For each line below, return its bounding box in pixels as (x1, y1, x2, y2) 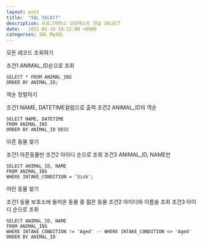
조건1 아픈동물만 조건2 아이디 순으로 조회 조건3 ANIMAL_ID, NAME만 (6, 151, 171, 158)
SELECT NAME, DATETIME (6, 116, 64, 122)
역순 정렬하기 (6, 91, 38, 98)
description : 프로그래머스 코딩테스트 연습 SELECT (6, 20, 120, 26)
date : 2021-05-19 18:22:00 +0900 (6, 26, 97, 32)
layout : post (6, 9, 40, 15)
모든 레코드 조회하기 (6, 49, 54, 57)
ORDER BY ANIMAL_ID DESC (6, 127, 69, 133)
